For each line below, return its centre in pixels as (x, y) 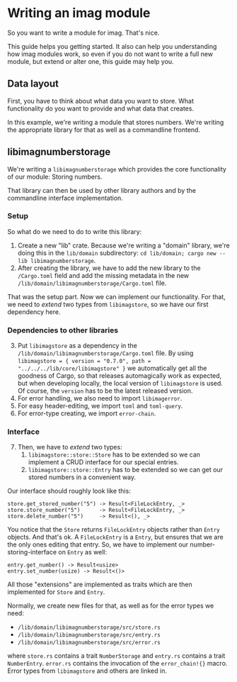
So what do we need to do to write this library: (75, 231)
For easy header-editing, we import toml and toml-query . (100, 406)
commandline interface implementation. (65, 198)
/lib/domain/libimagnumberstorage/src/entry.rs (89, 635)
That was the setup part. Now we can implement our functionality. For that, (117, 296)
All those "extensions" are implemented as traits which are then (100, 585)
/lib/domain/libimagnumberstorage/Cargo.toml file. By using (105, 353)
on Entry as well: (83, 552)
